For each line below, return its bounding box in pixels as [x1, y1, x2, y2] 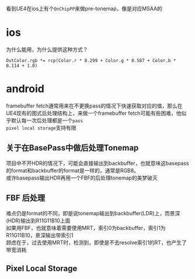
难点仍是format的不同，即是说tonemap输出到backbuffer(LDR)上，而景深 [6, 209, 180, 216]
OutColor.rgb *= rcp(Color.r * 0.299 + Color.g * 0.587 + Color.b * [6, 57, 176, 63]
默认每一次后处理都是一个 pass [11, 116, 83, 124]
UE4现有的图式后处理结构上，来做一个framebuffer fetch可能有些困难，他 [6, 109, 182, 116]
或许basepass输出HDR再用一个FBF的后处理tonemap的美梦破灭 [6, 174, 158, 181]
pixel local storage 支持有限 [6, 124, 77, 131]
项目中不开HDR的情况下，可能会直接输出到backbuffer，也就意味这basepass [6, 160, 189, 167]
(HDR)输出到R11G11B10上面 [6, 217, 71, 224]
